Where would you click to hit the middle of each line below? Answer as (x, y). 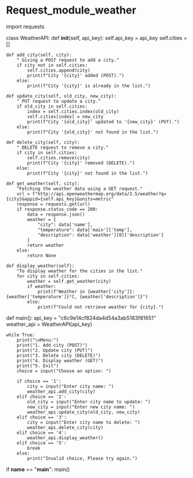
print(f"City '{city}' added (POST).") (76, 75)
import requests (26, 26)
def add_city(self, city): (39, 55)
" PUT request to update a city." (59, 101)
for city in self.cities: (48, 276)
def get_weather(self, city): (43, 183)
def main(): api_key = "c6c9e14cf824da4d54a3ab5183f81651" (81, 317)
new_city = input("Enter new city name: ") (81, 407)
